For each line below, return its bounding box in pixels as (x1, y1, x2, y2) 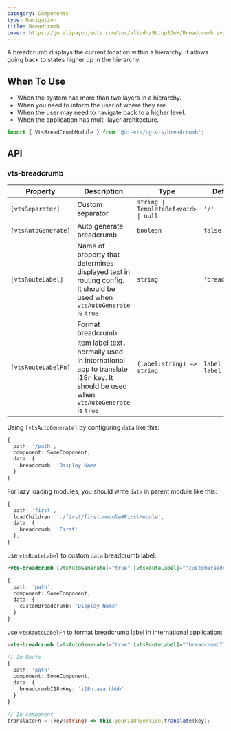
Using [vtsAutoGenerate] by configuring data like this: (7, 423, 159, 431)
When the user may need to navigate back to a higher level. (16, 108, 186, 117)
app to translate (77, 364, 129, 374)
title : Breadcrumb (7, 23, 60, 30)
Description (84, 187, 124, 196)
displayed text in (77, 266, 131, 276)
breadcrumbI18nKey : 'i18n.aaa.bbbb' (19, 686, 125, 692)
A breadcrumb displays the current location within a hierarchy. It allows (7, 48, 209, 56)
